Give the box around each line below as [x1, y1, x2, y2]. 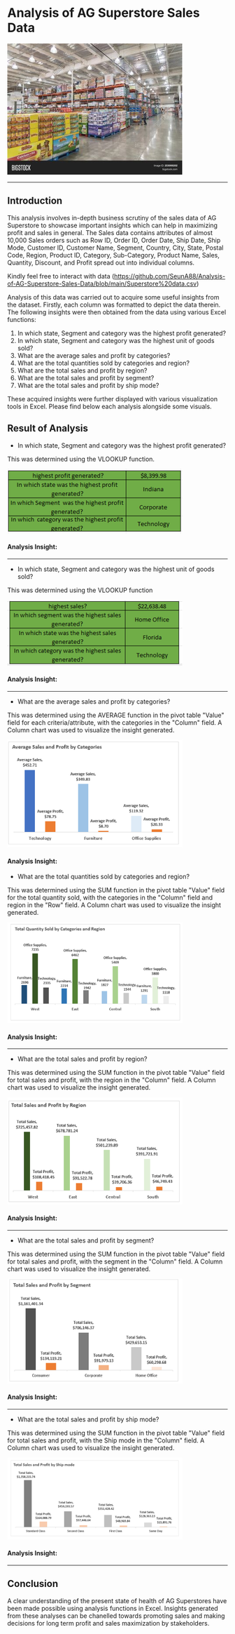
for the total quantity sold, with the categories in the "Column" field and [7, 893, 213, 902]
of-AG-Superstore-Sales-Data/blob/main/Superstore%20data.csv [7, 279, 197, 288]
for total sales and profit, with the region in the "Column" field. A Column [7, 1076, 216, 1085]
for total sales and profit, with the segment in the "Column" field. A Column [7, 1257, 223, 1266]
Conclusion [7, 1578, 59, 1590]
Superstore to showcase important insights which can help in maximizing [7, 221, 218, 229]
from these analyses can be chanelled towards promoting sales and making [7, 1612, 225, 1620]
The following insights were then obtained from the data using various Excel [7, 307, 227, 316]
